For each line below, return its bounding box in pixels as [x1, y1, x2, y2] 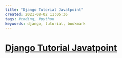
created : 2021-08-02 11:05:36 [5, 12, 68, 17]
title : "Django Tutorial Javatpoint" [5, 7, 84, 12]
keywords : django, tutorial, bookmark [5, 21, 86, 26]
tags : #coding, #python [5, 16, 55, 21]
